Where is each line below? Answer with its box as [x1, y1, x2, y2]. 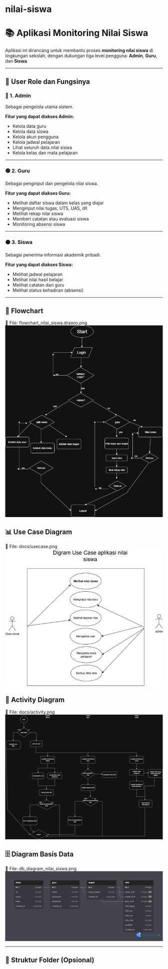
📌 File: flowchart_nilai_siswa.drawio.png [5, 320, 87, 326]
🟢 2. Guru [5, 167, 30, 174]
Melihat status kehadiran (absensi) [12, 287, 84, 294]
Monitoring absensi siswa [12, 221, 65, 227]
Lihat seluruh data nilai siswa [12, 144, 72, 150]
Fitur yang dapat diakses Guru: [5, 190, 71, 196]
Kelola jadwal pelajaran [12, 139, 60, 145]
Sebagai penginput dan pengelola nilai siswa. [5, 180, 98, 186]
